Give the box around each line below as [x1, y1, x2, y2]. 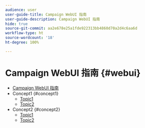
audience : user [5, 7, 37, 12]
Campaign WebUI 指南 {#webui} [5, 67, 141, 78]
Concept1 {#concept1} [12, 90, 59, 96]
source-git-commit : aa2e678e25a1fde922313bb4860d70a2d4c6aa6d [5, 26, 137, 31]
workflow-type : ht [5, 30, 43, 35]
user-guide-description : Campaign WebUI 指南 [5, 16, 100, 21]
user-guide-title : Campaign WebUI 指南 [5, 12, 87, 17]
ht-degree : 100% [5, 40, 39, 45]
